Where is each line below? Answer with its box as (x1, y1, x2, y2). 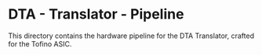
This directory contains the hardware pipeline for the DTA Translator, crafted (8, 31, 255, 40)
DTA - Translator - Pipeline (8, 5, 184, 23)
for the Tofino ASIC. (8, 39, 72, 48)
